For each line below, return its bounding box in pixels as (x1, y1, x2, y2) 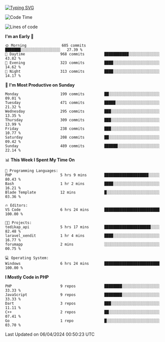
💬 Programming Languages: (5, 168, 58, 173)
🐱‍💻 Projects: (5, 220, 32, 225)
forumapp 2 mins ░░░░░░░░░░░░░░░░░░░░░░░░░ (5, 242, 160, 247)
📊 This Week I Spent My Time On (5, 157, 75, 163)
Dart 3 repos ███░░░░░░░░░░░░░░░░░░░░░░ (5, 301, 160, 306)
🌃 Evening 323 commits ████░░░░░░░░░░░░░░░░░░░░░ (5, 60, 160, 65)
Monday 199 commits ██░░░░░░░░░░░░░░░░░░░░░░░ (5, 92, 160, 97)
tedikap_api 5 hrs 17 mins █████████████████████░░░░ (5, 225, 160, 230)
